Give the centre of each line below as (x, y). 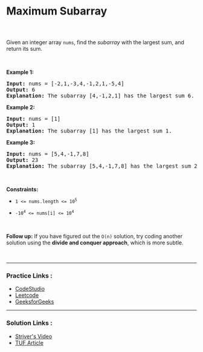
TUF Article (29, 342)
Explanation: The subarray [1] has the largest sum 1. (89, 131)
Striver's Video (34, 336)
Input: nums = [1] (34, 119)
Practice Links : (29, 275)
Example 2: (21, 107)
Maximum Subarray (57, 11)
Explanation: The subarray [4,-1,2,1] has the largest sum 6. (100, 96)
